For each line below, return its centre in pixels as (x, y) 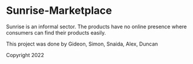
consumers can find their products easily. (56, 32)
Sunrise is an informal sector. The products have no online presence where (96, 27)
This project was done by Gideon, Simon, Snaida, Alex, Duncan (82, 44)
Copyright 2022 (25, 55)
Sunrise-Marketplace (59, 11)
